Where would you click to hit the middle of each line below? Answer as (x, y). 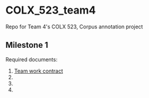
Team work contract (38, 71)
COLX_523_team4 (51, 10)
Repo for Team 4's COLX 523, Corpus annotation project (74, 27)
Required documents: (32, 59)
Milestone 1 (27, 45)
